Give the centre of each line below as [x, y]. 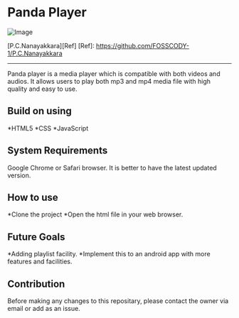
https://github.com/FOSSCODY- [143, 45]
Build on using [40, 111]
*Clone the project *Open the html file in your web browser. [95, 214]
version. [19, 175]
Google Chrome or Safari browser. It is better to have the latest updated [112, 168]
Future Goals [36, 237]
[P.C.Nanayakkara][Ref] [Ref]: [51, 45]
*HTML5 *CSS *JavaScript [48, 128]
